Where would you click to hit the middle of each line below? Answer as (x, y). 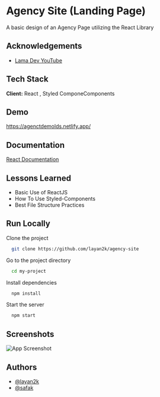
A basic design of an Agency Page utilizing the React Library (80, 27)
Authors (22, 367)
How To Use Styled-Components (55, 198)
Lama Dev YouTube (38, 60)
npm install (26, 293)
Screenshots (30, 334)
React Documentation (33, 159)
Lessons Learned (39, 178)
